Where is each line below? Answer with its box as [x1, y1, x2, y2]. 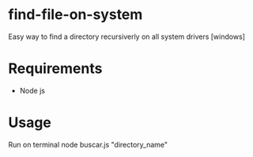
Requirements [8, 59, 103, 78]
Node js [19, 86, 46, 95]
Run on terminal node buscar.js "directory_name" [8, 140, 168, 149]
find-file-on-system [8, 6, 143, 24]
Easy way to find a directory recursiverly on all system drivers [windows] [8, 32, 245, 41]
